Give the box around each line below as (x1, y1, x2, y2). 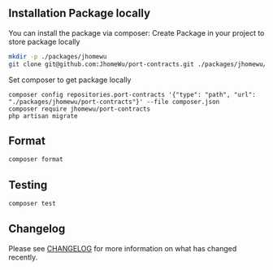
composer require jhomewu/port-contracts (8, 105, 151, 113)
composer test (8, 199, 57, 208)
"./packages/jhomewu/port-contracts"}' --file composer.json (8, 98, 220, 106)
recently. (8, 252, 38, 262)
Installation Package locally (8, 7, 151, 20)
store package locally (8, 37, 80, 46)
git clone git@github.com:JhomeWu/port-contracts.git (8, 60, 195, 68)
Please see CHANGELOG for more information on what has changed (8, 243, 237, 253)
